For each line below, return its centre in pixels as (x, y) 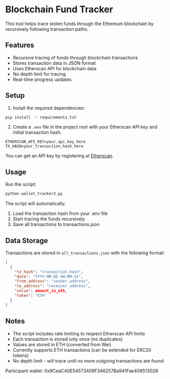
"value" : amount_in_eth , (41, 291)
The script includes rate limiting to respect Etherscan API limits (79, 333)
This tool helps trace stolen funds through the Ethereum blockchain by (79, 24)
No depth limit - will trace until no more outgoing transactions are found (88, 361)
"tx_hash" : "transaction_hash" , (49, 272)
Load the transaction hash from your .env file (60, 213)
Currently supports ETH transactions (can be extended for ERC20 (82, 350)
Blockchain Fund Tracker (59, 9)
